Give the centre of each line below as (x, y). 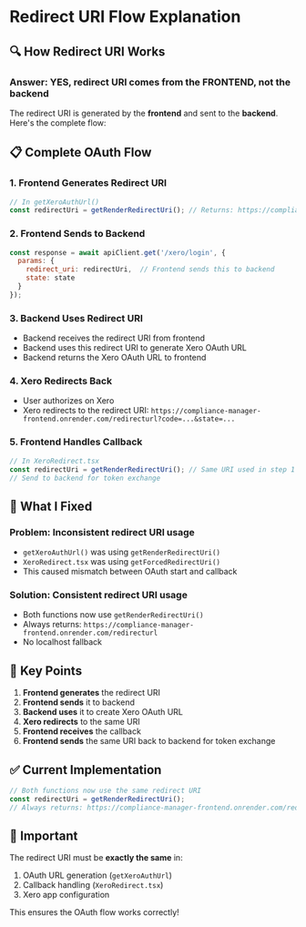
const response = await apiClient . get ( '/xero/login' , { (117, 252)
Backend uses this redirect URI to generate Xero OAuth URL (135, 348)
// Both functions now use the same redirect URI (106, 790)
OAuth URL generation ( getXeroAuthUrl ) (97, 875)
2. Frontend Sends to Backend (77, 234)
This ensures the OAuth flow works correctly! (94, 912)
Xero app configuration (66, 895)
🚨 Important (44, 836)
